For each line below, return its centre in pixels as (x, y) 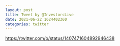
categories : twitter (27, 24)
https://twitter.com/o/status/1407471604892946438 (60, 38)
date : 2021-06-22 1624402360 (36, 19)
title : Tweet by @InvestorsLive (39, 15)
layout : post (19, 10)
